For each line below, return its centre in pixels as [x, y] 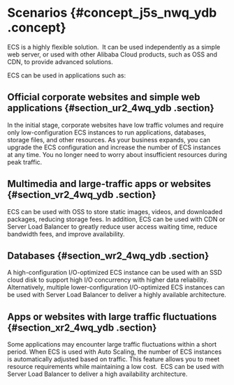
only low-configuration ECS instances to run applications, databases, [107, 132]
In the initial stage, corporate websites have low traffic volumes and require [116, 125]
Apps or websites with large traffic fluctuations [112, 316]
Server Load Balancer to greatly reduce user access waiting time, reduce [112, 226]
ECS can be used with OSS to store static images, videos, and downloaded [115, 211]
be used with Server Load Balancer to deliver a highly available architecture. [117, 295]
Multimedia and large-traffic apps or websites [109, 184]
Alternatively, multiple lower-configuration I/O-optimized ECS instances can [116, 287]
